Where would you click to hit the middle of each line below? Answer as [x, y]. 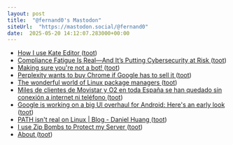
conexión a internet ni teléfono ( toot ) [70, 98]
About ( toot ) [35, 135]
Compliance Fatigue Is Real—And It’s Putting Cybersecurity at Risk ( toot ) [122, 61]
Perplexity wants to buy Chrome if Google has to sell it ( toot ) [105, 75]
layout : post [26, 14]
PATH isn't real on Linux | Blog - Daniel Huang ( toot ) [92, 120]
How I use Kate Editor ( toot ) [57, 53]
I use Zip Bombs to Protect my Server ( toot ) [80, 127]
